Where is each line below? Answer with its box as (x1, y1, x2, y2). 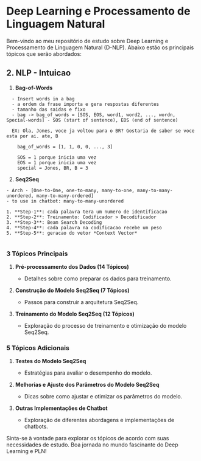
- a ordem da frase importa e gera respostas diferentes (12, 101, 160, 107)
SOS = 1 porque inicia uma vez (17, 154, 97, 161)
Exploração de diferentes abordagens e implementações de (24, 417, 175, 424)
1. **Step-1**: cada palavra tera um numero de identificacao (6, 209, 167, 215)
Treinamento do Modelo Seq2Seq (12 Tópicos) (15, 310, 135, 317)
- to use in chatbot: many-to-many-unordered (6, 198, 124, 204)
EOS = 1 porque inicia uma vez (17, 159, 97, 165)
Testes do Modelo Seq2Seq (15, 358, 86, 365)
